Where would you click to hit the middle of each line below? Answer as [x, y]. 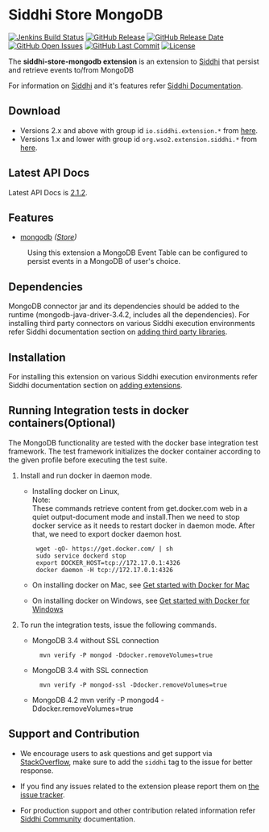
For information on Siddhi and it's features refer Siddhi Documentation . [126, 86]
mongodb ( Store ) [48, 237]
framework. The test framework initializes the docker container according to [134, 451]
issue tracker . [43, 794]
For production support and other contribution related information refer [138, 810]
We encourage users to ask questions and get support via [116, 753]
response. [37, 770]
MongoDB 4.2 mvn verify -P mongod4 [95, 700]
